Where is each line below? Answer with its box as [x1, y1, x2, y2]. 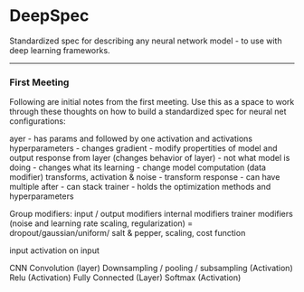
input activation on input [9, 245, 100, 256]
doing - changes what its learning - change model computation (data [9, 162, 267, 173]
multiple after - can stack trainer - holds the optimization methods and [9, 182, 271, 193]
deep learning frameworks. [9, 44, 110, 55]
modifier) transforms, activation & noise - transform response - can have [9, 172, 280, 183]
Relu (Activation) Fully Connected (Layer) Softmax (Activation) [9, 272, 242, 283]
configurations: [9, 116, 66, 127]
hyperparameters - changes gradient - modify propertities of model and [9, 143, 278, 154]
